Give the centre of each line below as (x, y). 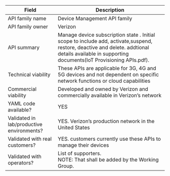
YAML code (22, 104)
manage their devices (83, 145)
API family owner (28, 26)
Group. (66, 166)
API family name (27, 18)
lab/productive (25, 124)
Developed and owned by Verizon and (103, 89)
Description (110, 10)
